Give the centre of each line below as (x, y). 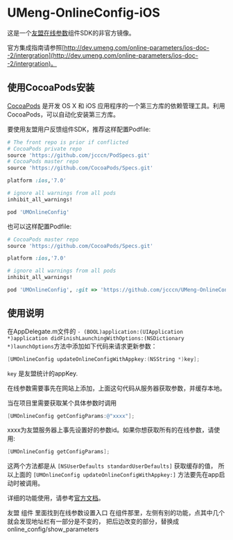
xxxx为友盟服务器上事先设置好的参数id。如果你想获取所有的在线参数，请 (111, 430)
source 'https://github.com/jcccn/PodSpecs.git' (79, 155)
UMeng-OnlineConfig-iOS (84, 13)
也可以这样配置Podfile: (39, 226)
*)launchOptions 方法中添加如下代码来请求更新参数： (82, 346)
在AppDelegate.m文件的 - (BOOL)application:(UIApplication (95, 331)
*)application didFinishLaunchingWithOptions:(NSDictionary (96, 338)
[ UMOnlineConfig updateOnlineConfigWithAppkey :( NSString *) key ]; (103, 359)
